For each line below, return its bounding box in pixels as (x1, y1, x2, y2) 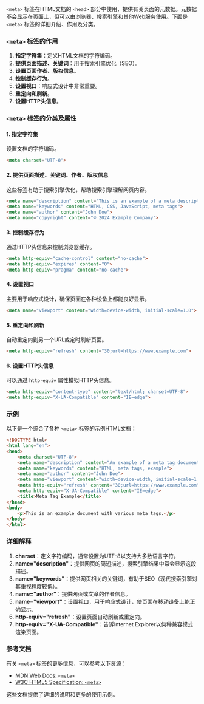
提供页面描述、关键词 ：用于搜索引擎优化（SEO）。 (15, 60, 141, 67)
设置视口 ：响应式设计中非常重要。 (15, 83, 101, 90)
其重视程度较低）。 (15, 583, 61, 590)
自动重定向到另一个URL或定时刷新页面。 (6, 336, 107, 343)
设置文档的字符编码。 (6, 145, 59, 152)
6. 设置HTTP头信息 (6, 362, 54, 369)
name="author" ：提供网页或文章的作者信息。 (15, 590, 131, 597)
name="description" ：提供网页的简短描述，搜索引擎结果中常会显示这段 (15, 559, 196, 567)
